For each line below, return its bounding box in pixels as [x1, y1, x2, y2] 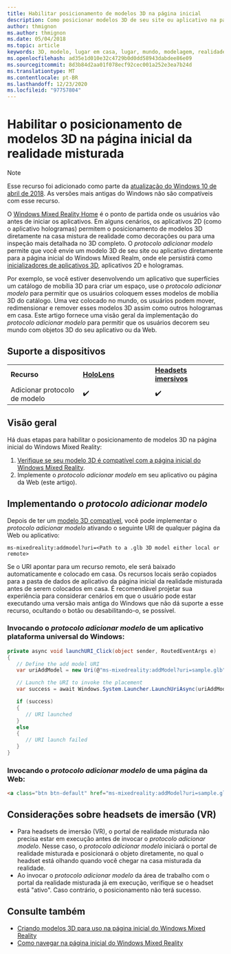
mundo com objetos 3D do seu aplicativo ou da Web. [7, 326, 157, 334]
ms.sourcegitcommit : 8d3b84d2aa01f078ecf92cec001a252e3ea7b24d [7, 61, 192, 68]
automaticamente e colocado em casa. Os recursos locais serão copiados [7, 570, 217, 578]
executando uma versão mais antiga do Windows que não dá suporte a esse [7, 599, 223, 607]
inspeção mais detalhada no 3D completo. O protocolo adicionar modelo [7, 239, 213, 248]
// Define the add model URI [16, 661, 100, 667]
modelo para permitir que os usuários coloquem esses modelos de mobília [7, 289, 219, 298]
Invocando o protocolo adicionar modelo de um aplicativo [7, 623, 204, 633]
